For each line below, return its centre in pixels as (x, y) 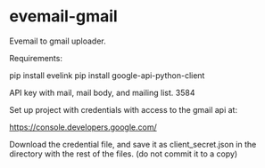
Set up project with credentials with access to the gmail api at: (124, 109)
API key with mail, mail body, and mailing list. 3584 (102, 92)
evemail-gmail (63, 16)
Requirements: (36, 58)
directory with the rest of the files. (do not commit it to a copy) (124, 154)
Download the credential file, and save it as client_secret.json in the (133, 144)
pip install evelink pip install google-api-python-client (107, 75)
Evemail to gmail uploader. (58, 41)
